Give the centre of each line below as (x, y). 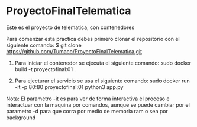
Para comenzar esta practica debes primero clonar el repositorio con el (93, 39)
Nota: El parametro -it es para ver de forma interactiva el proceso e (88, 99)
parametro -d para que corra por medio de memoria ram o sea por (87, 111)
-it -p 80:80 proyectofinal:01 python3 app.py (69, 87)
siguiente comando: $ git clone (44, 45)
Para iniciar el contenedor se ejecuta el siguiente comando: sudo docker (103, 63)
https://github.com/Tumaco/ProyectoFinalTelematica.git (74, 51)
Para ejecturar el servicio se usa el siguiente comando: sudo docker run (102, 81)
